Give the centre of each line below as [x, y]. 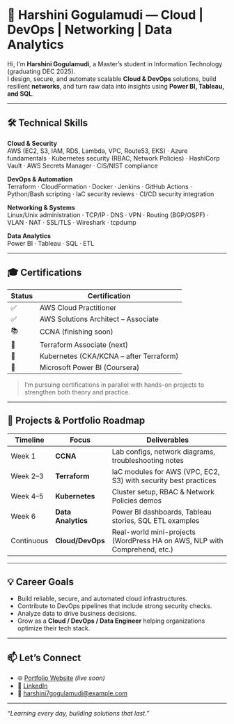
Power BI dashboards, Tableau [162, 512]
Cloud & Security [32, 143]
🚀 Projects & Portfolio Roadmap [76, 420]
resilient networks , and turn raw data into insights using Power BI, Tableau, [116, 86]
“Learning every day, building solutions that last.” [78, 713]
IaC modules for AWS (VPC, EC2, [166, 472]
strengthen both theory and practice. [77, 392]
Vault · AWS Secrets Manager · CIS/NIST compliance [83, 165]
